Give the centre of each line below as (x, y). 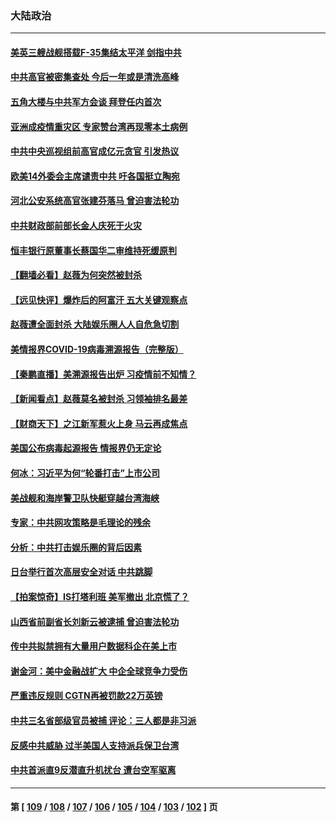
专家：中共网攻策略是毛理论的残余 (80, 523)
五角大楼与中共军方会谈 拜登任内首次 (86, 102)
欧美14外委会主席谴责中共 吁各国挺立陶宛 (95, 176)
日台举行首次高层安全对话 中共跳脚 (81, 572)
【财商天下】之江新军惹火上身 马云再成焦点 (99, 423)
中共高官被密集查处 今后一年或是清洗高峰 (95, 77)
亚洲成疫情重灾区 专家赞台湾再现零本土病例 (99, 126)
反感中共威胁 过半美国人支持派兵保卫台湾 (95, 745)
